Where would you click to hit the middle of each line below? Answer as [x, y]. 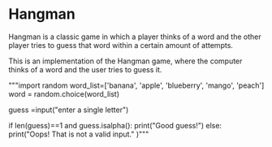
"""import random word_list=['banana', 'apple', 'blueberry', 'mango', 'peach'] [136, 85]
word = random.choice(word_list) [64, 93]
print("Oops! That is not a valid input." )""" [79, 134]
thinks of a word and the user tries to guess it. [85, 69]
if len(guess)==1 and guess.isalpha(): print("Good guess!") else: [115, 125]
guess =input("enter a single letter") [69, 110]
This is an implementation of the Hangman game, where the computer [125, 61]
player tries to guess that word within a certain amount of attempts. [121, 45]
